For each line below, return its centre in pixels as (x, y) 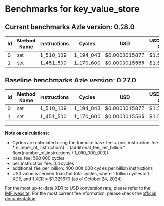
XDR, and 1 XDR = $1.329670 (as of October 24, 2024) (67, 179)
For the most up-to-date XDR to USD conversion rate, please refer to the (78, 188)
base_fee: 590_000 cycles (38, 158)
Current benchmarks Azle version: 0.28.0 (70, 27)
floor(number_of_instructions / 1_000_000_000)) (60, 153)
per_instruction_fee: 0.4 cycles (43, 163)
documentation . (21, 198)
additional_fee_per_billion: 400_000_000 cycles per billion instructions (82, 168)
